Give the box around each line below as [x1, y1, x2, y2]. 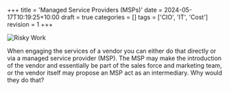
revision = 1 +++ [7, 21, 53, 28]
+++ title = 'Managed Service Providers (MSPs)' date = [7, 6, 163, 14]
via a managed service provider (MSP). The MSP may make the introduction [7, 54, 221, 62]
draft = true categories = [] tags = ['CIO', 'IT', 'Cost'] [60, 13, 208, 21]
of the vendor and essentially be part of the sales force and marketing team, [7, 62, 222, 69]
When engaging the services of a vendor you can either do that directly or [7, 47, 217, 55]
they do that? [7, 76, 45, 84]
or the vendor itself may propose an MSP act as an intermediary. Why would [7, 68, 223, 77]
